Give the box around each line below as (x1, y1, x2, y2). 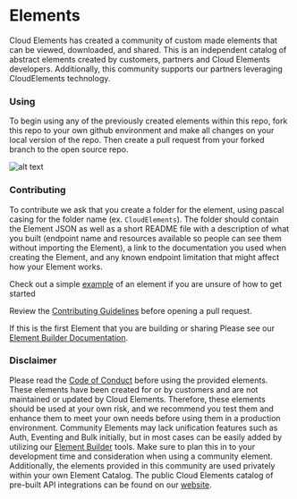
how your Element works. (9, 261, 103, 272)
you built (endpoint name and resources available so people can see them (9, 233, 282, 243)
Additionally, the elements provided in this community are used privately (9, 460, 276, 470)
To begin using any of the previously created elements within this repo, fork (9, 115, 288, 126)
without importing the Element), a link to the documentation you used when (9, 242, 286, 253)
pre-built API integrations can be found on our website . (9, 479, 212, 490)
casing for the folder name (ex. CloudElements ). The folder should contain (9, 214, 279, 224)
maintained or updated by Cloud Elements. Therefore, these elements (9, 393, 266, 404)
